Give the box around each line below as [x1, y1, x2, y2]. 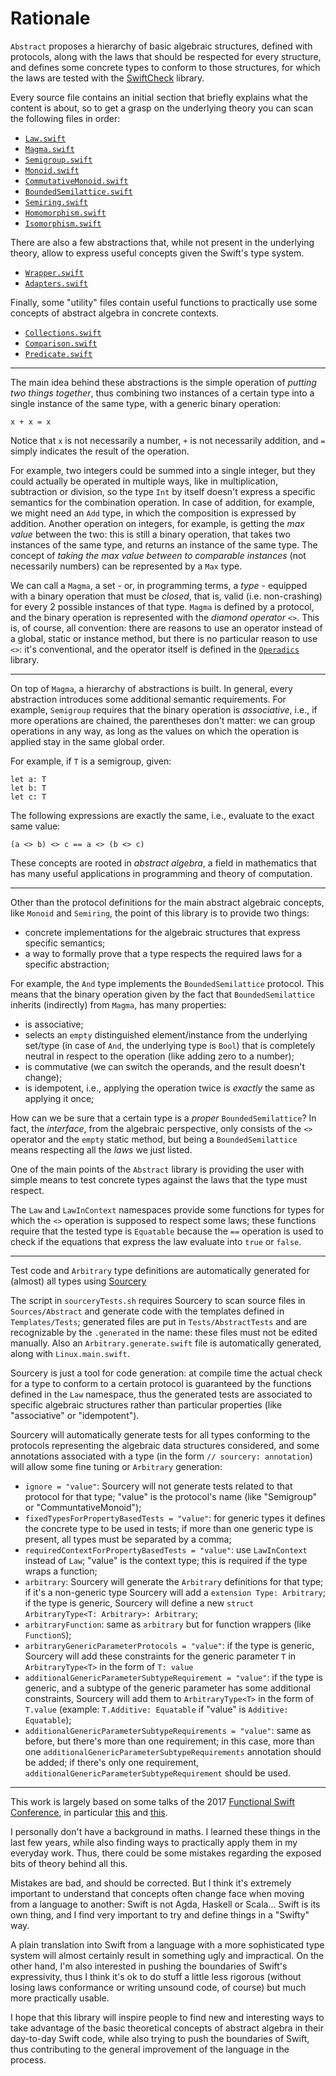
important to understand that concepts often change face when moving [10, 1887, 305, 1899]
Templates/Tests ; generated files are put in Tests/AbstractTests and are [10, 1315, 308, 1327]
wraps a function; [24, 1565, 98, 1577]
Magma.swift [24, 144, 75, 154]
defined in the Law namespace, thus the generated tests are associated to [10, 1388, 313, 1400]
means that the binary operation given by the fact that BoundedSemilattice [10, 988, 315, 1000]
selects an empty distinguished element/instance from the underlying [24, 1028, 308, 1041]
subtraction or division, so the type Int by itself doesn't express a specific [10, 485, 316, 497]
